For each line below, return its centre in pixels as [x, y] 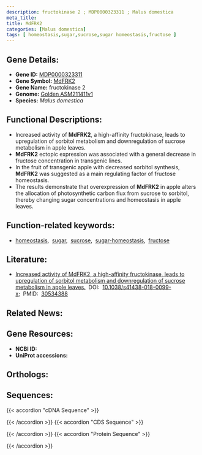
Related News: [35, 313]
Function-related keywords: [61, 225]
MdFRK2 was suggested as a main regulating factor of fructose [95, 174]
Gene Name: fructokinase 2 [50, 87]
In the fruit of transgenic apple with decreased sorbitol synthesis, [97, 167]
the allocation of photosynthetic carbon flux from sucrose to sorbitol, [102, 193]
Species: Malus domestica [49, 100]
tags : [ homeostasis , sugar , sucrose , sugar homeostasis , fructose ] [91, 35]
